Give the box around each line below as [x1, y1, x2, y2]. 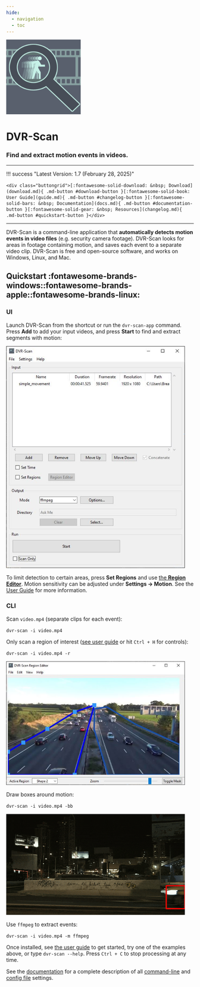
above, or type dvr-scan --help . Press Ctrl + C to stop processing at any [6, 950, 186, 957]
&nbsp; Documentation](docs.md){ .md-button [37, 200, 151, 206]
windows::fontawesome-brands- [6, 281, 132, 291]
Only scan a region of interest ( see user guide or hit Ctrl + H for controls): [6, 638, 189, 645]
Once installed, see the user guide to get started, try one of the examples [6, 944, 186, 951]
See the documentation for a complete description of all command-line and [6, 968, 190, 975]
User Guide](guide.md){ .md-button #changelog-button [6, 194, 143, 200]
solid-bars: [6, 200, 36, 206]
